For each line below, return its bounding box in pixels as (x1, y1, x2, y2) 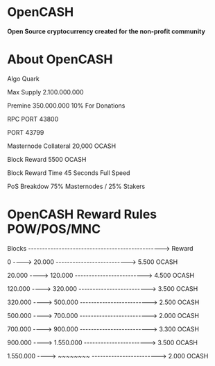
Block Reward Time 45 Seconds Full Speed (7, 168, 130, 177)
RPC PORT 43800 (7, 115, 59, 123)
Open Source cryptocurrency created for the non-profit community (7, 27, 206, 35)
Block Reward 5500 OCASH (7, 155, 87, 163)
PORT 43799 (7, 128, 44, 136)
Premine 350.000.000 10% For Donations (7, 101, 126, 110)
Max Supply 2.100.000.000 (7, 88, 85, 96)
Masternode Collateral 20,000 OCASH (7, 142, 117, 150)
